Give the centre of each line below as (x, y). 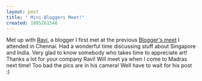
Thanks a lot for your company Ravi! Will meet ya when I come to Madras (97, 59)
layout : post (23, 12)
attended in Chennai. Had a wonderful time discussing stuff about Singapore (101, 46)
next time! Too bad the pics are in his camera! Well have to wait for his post (99, 65)
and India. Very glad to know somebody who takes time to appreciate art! (97, 53)
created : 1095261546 (32, 23)
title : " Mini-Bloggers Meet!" (45, 17)
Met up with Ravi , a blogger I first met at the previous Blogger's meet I (93, 40)
